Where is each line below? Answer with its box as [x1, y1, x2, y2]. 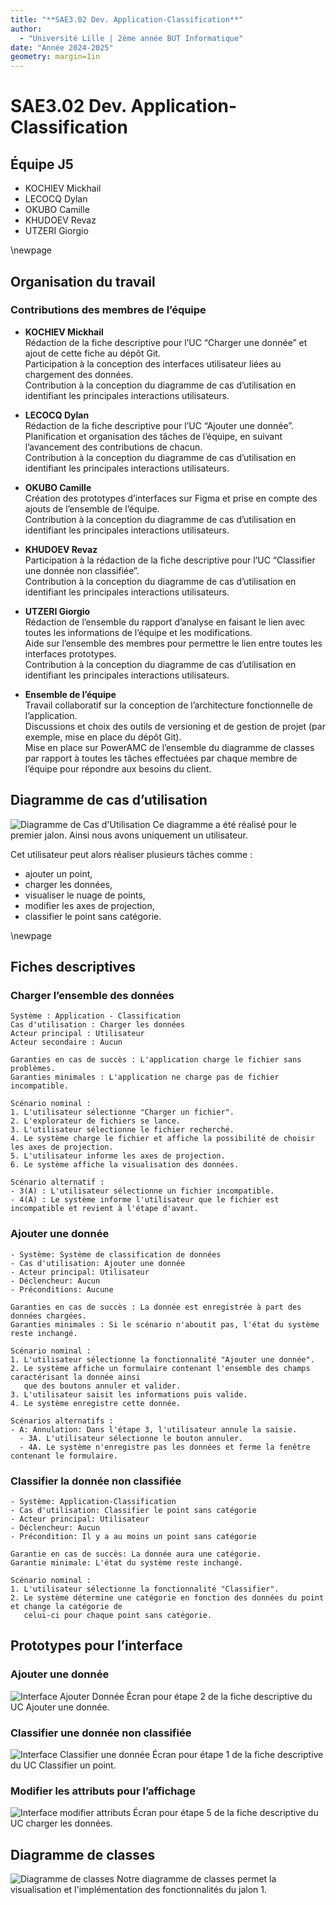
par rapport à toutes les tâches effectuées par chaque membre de [24, 752, 298, 764]
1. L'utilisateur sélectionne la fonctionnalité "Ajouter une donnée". [10, 1354, 315, 1365]
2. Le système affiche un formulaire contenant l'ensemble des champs [10, 1363, 311, 1373]
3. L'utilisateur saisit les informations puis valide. [10, 1389, 248, 1400]
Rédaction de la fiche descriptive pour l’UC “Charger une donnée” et [24, 336, 308, 348]
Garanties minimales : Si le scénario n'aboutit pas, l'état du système [10, 1319, 320, 1330]
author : [10, 24, 43, 34]
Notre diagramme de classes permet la [116, 1873, 277, 1885]
